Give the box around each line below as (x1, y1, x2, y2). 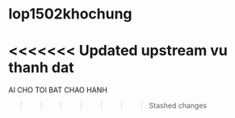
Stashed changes (149, 101, 208, 111)
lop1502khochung (8, 5, 132, 23)
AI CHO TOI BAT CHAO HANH (8, 85, 107, 95)
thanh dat (8, 59, 74, 77)
